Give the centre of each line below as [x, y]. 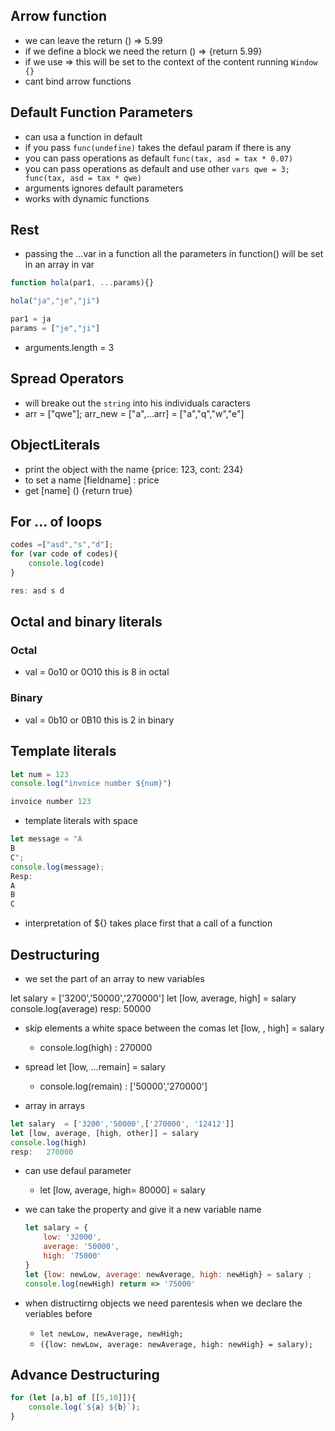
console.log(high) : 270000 [96, 1047]
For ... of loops [56, 521]
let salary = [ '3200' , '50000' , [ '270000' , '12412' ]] [122, 1124]
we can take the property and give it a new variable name [143, 1210]
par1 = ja [31, 319]
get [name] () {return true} [78, 490]
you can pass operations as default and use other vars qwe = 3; [157, 168]
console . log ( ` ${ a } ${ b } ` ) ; [84, 1407]
